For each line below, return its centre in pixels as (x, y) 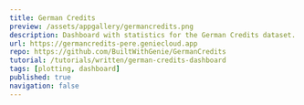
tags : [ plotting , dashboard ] (65, 69)
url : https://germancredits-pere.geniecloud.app (104, 43)
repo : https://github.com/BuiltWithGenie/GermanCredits (118, 52)
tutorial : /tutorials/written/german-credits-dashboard (118, 60)
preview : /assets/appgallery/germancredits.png (102, 26)
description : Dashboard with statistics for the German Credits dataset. (153, 35)
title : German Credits (52, 18)
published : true (40, 78)
